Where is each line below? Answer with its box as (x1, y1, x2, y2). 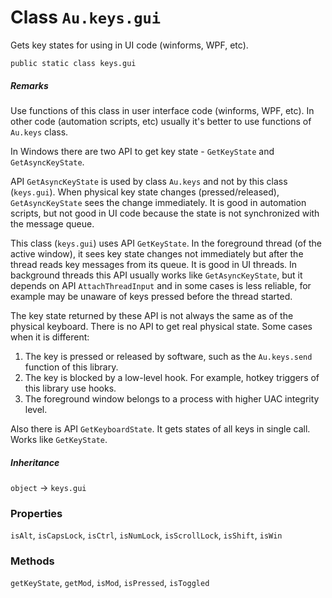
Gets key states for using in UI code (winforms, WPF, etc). (10, 39, 249, 51)
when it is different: (10, 331, 90, 343)
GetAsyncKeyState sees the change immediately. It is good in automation (10, 196, 307, 208)
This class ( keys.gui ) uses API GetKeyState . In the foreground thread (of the (10, 237, 323, 249)
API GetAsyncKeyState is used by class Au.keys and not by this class (10, 175, 288, 187)
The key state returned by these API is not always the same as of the (10, 309, 294, 321)
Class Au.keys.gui (10, 6, 162, 29)
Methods (10, 554, 55, 568)
